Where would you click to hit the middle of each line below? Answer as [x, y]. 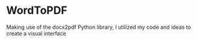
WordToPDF [37, 10]
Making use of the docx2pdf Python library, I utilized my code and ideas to [99, 27]
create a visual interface [36, 33]
